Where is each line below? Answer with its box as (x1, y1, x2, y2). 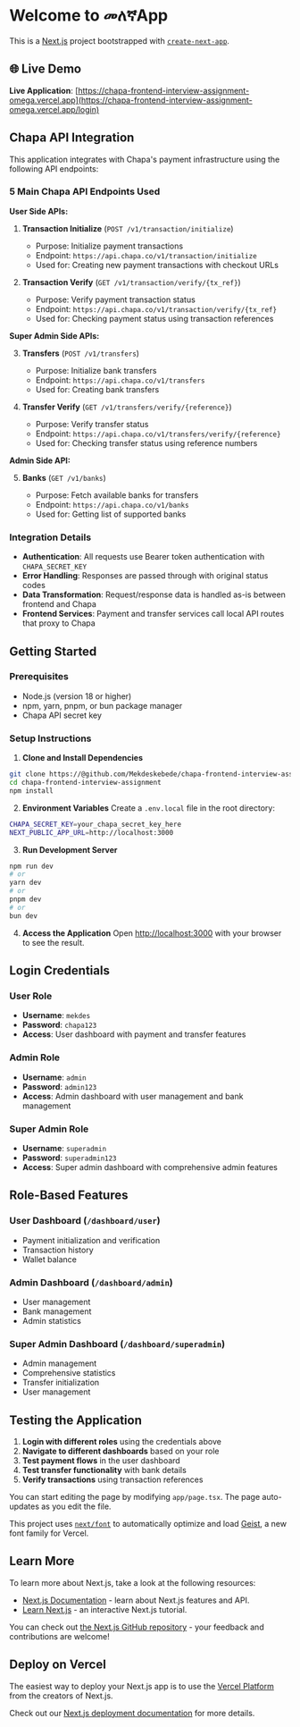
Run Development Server (21, 844, 118, 855)
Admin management (21, 1358, 97, 1369)
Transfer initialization (21, 1377, 100, 1388)
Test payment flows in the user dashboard (21, 1455, 180, 1466)
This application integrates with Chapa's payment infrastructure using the (9, 154, 280, 164)
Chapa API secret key (21, 710, 103, 720)
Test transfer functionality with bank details (21, 1465, 187, 1476)
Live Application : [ (9, 85, 79, 96)
